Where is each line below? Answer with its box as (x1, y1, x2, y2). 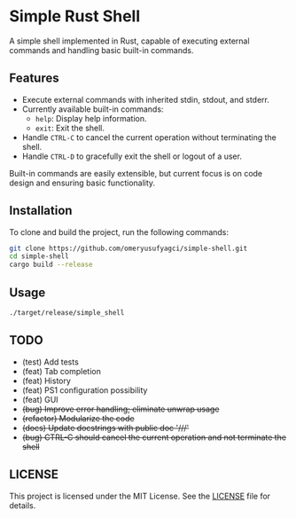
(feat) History (21, 375, 71, 386)
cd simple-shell (9, 252, 69, 261)
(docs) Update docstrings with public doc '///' (21, 422, 190, 433)
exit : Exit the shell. (35, 122, 105, 133)
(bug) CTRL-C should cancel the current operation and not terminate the (21, 432, 286, 443)
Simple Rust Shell (9, 6, 141, 27)
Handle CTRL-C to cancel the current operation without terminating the (21, 131, 277, 143)
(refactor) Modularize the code (21, 412, 135, 423)
